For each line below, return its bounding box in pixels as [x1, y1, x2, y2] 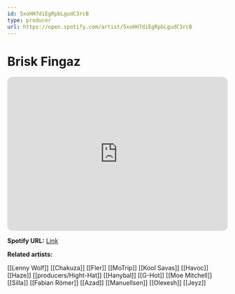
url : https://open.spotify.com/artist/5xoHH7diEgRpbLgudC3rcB [7, 23, 192, 30]
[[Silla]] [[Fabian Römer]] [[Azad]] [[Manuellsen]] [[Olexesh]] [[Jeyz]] [7, 279, 206, 287]
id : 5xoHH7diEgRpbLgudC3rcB [7, 10, 90, 17]
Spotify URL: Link [7, 237, 59, 245]
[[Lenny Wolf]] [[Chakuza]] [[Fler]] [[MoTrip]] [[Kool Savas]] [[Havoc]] [7, 264, 208, 272]
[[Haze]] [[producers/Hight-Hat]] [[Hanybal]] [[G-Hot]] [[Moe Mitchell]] [7, 271, 213, 280]
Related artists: [7, 250, 53, 259]
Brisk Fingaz [7, 53, 81, 69]
